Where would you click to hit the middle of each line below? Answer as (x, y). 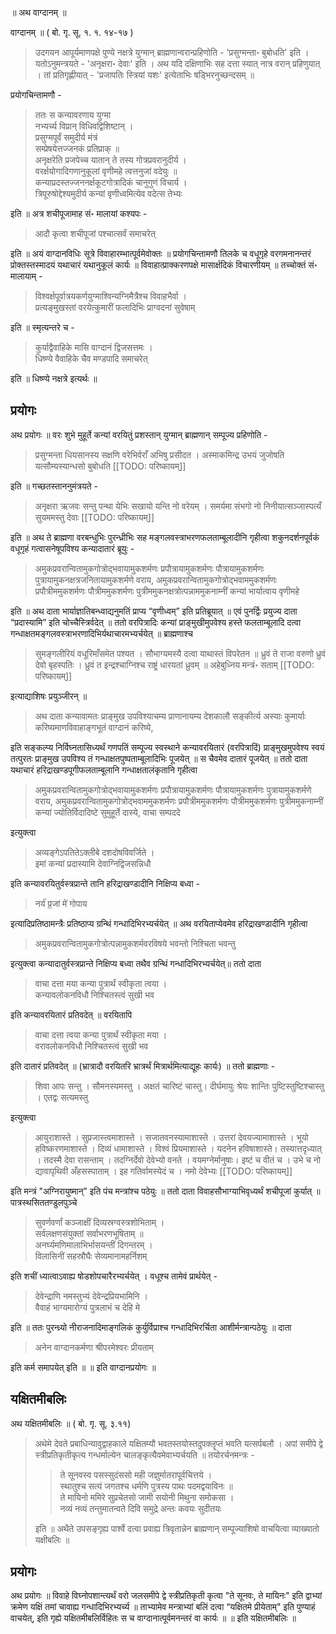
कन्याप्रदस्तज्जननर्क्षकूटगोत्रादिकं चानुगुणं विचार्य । (111, 182)
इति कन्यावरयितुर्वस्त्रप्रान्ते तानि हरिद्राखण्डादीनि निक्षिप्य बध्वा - (105, 883)
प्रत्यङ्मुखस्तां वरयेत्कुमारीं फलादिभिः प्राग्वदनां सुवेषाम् (115, 307)
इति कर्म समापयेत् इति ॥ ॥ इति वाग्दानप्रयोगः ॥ (83, 1367)
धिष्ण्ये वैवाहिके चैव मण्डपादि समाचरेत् (91, 358)
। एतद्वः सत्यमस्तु (61, 1097)
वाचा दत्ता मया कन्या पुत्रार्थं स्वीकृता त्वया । (101, 983)
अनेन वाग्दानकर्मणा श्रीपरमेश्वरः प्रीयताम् (94, 1347)
